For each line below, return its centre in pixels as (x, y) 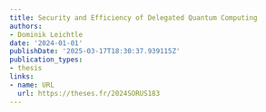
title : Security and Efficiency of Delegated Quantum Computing (133, 18)
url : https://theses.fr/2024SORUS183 (89, 93)
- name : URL (32, 85)
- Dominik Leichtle (46, 34)
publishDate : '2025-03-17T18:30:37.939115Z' (95, 51)
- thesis (26, 69)
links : (22, 77)
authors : (26, 26)
